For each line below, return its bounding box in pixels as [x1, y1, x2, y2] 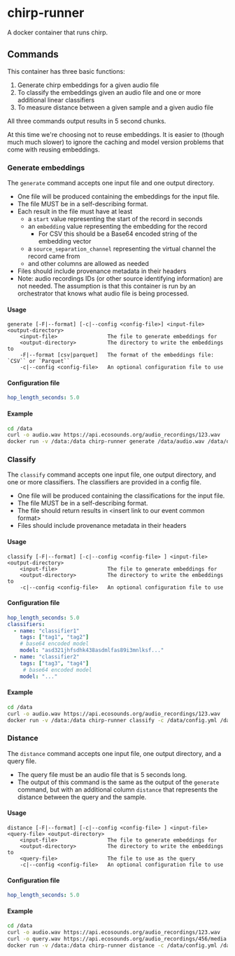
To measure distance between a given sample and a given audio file [17, 103, 214, 112]
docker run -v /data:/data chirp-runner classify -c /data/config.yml [7, 717, 218, 724]
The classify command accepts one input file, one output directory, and [7, 470, 217, 479]
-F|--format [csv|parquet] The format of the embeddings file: [20, 352, 215, 359]
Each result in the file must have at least [17, 207, 133, 215]
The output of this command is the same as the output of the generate [17, 778, 220, 786]
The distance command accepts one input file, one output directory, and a [7, 749, 222, 757]
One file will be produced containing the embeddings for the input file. [17, 192, 220, 201]
